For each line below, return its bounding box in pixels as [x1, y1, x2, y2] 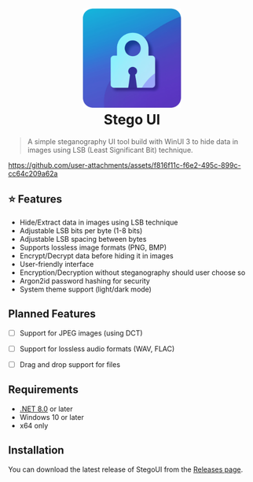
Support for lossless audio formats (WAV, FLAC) [19, 343, 175, 354]
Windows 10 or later [19, 412, 84, 421]
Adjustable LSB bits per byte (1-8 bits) [19, 225, 143, 235]
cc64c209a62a [8, 169, 58, 179]
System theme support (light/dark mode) [19, 284, 152, 294]
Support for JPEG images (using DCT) [19, 328, 143, 338]
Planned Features [8, 307, 97, 321]
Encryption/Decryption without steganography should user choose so [19, 268, 246, 277]
